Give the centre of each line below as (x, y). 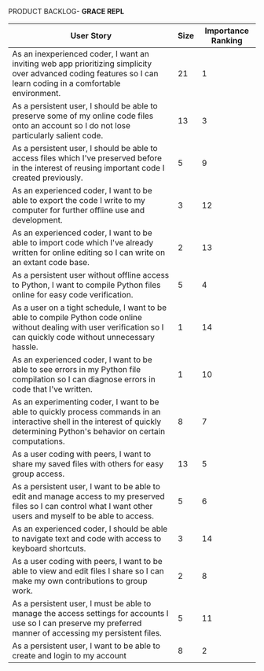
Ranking (227, 41)
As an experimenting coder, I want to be (86, 402)
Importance (227, 31)
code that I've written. (52, 389)
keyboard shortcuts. (49, 548)
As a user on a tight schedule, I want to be (90, 308)
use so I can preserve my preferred (77, 623)
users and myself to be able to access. (83, 516)
